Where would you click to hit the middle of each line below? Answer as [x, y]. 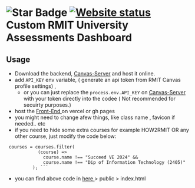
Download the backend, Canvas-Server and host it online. [85, 73]
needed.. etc [30, 123]
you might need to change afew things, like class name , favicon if [95, 117]
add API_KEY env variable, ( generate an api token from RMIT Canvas [97, 80]
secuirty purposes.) [47, 105]
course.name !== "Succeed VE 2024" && [91, 157]
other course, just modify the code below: [65, 136]
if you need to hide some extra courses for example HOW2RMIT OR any [102, 130]
